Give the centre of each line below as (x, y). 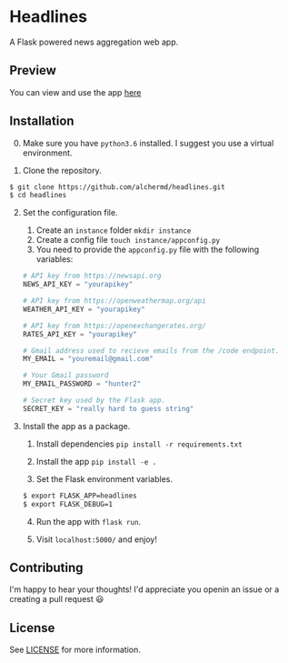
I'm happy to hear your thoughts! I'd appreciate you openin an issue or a (144, 589)
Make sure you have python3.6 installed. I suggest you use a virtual (148, 143)
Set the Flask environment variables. (104, 478)
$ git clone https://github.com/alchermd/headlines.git (117, 187)
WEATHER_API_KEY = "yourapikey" (84, 309)
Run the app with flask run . (89, 521)
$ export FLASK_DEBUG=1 (68, 504)
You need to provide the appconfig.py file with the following (148, 250)
